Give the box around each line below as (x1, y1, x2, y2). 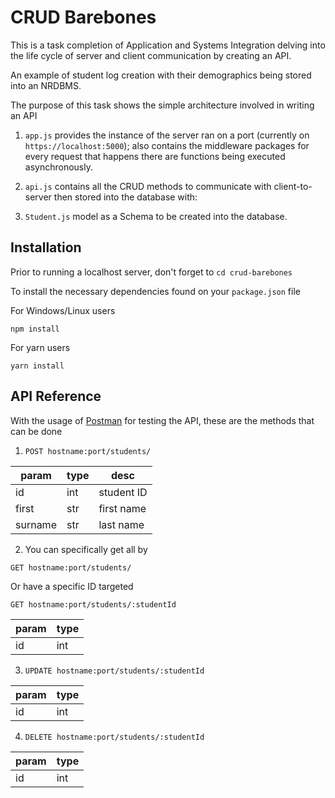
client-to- (273, 180, 313, 192)
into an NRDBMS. (10, 79, 82, 91)
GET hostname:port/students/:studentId (10, 599, 177, 610)
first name (98, 501, 147, 515)
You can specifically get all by (24, 543, 148, 555)
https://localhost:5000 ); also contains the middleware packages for (24, 139, 310, 151)
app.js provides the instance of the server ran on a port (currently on (24, 129, 310, 141)
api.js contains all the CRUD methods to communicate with (24, 180, 272, 192)
